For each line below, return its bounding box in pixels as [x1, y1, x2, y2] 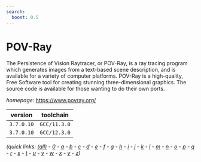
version [10, 111, 33, 120]
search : [6, 8, 26, 15]
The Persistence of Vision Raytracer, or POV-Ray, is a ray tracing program [6, 60, 188, 67]
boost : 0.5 [11, 14, 39, 20]
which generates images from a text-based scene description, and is [6, 66, 176, 74]
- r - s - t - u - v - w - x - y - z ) [6, 149, 81, 157]
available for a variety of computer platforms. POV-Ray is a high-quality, [6, 72, 184, 80]
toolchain [41, 111, 69, 120]
